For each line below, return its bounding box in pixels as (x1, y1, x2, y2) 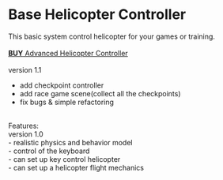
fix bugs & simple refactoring (19, 97, 115, 107)
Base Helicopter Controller (8, 6, 187, 24)
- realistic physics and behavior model (8, 137, 133, 147)
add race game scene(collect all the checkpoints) (19, 88, 181, 98)
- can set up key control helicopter (8, 154, 121, 163)
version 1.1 (8, 65, 42, 74)
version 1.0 (8, 129, 43, 139)
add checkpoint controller (19, 81, 104, 90)
